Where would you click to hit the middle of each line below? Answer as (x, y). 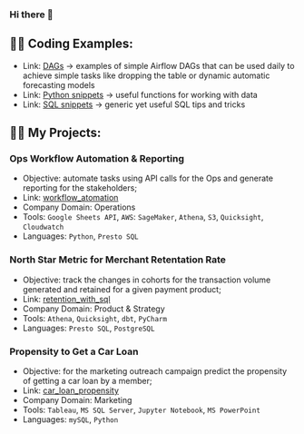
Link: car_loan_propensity (71, 390)
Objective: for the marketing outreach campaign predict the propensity (155, 371)
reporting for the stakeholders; (80, 188)
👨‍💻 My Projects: (55, 133)
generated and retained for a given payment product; (122, 289)
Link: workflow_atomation (70, 198)
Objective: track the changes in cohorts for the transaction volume (147, 280)
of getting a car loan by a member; (87, 381)
